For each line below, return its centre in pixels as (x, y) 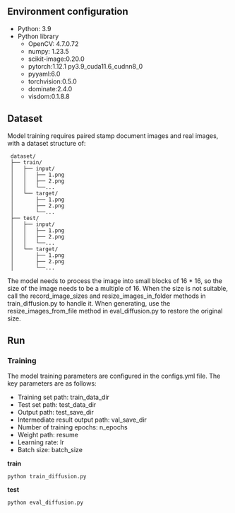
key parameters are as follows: (52, 384)
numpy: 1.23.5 (48, 51)
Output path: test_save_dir (55, 413)
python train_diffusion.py (47, 477)
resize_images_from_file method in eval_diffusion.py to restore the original (115, 311)
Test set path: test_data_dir (57, 405)
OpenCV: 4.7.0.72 (53, 44)
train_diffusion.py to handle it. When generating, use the (89, 303)
